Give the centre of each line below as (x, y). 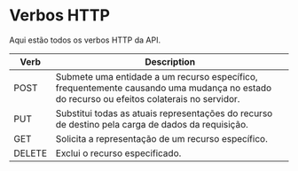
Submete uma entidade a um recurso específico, (157, 76)
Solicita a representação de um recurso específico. (161, 138)
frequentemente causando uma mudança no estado (164, 88)
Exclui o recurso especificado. (118, 153)
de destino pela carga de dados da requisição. (152, 124)
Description (170, 61)
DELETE (30, 153)
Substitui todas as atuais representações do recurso (164, 113)
